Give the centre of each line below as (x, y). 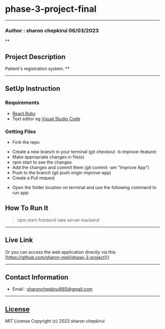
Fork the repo (26, 142)
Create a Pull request (33, 178)
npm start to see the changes (42, 162)
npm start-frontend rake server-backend (58, 220)
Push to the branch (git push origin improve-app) (62, 173)
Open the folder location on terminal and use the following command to (84, 188)
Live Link (19, 240)
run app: (21, 193)
